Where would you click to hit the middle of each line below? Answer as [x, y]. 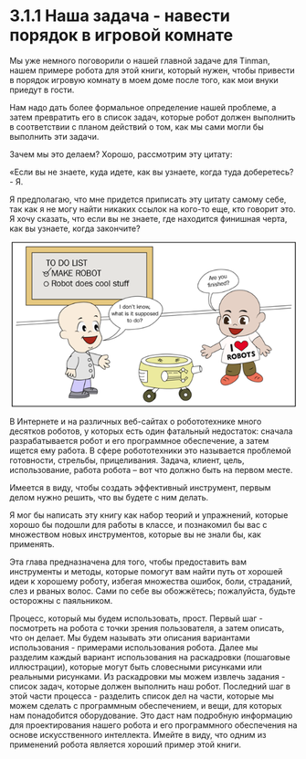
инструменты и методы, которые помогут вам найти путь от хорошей [146, 572]
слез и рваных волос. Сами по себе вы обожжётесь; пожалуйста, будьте [153, 591]
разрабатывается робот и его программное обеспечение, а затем [139, 441]
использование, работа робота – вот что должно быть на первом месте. [151, 470]
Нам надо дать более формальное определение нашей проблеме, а [143, 107]
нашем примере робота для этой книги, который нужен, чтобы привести [152, 70]
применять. [32, 544]
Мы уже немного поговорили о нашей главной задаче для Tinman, [140, 60]
